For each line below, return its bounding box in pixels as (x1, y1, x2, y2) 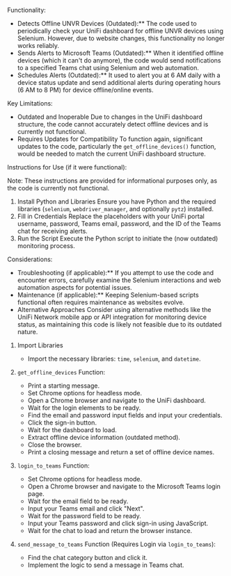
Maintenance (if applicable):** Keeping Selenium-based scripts (17, 291, 200, 299)
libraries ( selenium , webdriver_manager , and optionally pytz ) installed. (17, 205, 214, 213)
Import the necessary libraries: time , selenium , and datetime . (27, 354, 201, 363)
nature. (17, 328, 38, 336)
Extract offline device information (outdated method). (27, 434, 181, 441)
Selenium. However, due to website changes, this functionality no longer (17, 34, 225, 42)
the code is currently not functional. (7, 184, 110, 192)
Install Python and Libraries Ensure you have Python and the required (17, 197, 216, 206)
